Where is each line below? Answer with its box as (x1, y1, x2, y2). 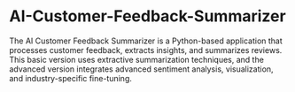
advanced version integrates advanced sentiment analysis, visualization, (9, 64, 274, 74)
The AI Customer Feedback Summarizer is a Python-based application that (9, 35, 283, 46)
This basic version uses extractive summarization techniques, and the (9, 54, 264, 65)
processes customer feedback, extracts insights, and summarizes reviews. (9, 44, 283, 55)
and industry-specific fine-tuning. (9, 73, 133, 83)
